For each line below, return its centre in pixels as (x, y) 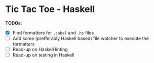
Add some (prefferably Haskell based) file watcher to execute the (81, 38)
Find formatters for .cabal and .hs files (53, 32)
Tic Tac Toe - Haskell (50, 9)
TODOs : (14, 23)
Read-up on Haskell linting (40, 49)
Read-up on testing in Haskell (43, 55)
